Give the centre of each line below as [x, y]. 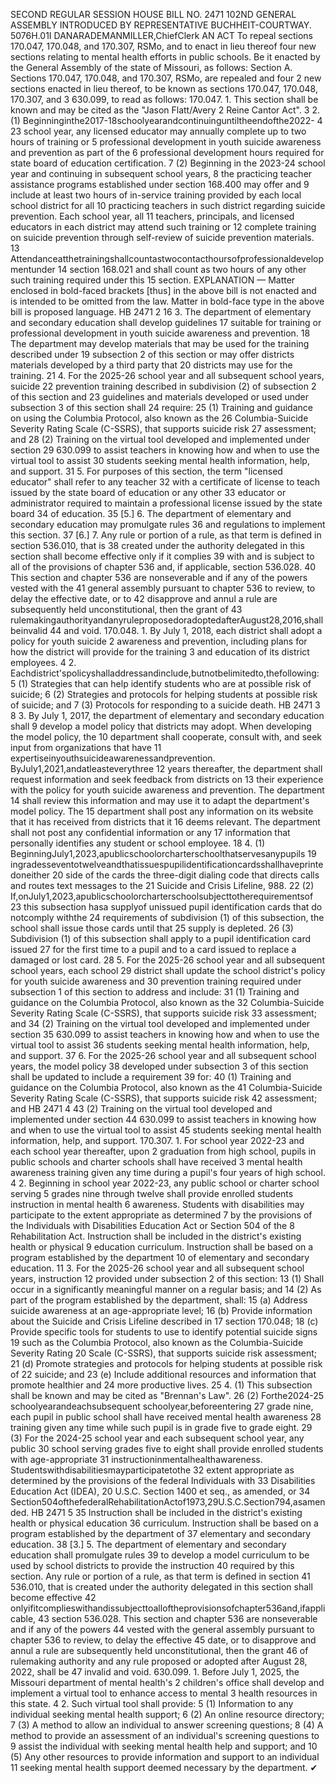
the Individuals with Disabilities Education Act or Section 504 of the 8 [152, 1225]
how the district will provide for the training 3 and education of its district [160, 652]
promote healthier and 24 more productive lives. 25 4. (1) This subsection [161, 1385]
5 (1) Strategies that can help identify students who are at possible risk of [161, 683]
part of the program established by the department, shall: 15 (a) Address [159, 1300]
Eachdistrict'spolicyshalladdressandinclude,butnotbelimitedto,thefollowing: [165, 673]
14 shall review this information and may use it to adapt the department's [160, 800]
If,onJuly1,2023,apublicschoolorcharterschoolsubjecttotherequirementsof [162, 896]
